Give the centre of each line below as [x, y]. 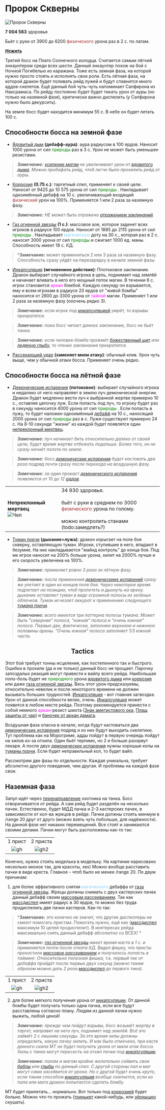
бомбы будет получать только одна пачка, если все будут [73, 1006]
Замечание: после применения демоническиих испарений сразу [87, 579]
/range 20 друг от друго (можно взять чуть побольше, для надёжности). [81, 820]
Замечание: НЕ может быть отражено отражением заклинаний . [86, 215]
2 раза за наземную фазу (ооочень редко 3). [59, 301]
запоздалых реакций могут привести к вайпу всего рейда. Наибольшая [81, 674]
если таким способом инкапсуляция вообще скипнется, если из [85, 1077]
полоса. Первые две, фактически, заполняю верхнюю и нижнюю [86, 625]
